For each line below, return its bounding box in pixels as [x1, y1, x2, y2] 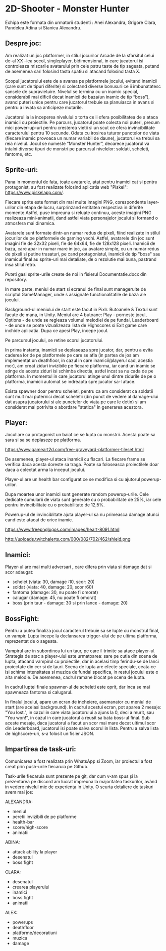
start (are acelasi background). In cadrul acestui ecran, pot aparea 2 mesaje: [5, 704, 162, 710]
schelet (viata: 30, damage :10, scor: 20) [12, 579, 95, 585]
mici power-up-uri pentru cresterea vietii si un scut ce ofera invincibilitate [5, 124, 155, 130]
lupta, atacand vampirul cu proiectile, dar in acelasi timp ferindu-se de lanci [5, 658, 159, 664]
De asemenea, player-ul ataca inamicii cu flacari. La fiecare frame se [5, 456, 146, 462]
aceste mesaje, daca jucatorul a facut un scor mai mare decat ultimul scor [5, 720, 156, 726]
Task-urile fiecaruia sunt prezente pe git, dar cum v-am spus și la [5, 773, 138, 779]
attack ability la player [12, 848, 57, 854]
